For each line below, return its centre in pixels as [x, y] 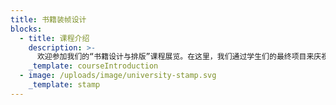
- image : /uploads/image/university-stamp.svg [118, 76]
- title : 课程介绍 [54, 38]
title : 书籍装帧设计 [48, 19]
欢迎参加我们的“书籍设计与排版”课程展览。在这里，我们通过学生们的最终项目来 [175, 57]
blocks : [26, 29]
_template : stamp [64, 85]
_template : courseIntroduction [93, 66]
